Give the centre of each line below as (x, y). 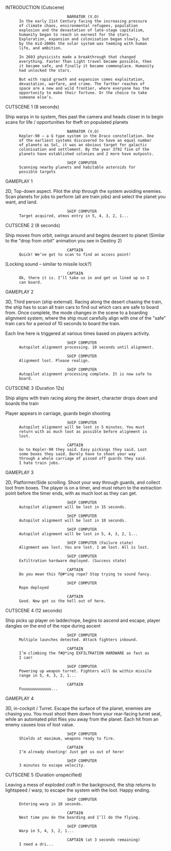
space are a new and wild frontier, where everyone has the (84, 88)
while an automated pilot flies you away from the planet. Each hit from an (82, 719)
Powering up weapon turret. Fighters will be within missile (85, 671)
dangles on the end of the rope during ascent (53, 626)
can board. (30, 282)
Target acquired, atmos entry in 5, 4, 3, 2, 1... (74, 216)
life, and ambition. (41, 48)
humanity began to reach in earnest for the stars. (75, 35)
